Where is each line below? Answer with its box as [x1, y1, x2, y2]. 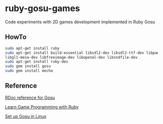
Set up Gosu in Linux [5, 113, 47, 119]
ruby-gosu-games [5, 3, 80, 14]
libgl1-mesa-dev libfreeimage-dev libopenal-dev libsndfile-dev [5, 55, 138, 60]
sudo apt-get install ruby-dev [5, 59, 68, 64]
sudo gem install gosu [5, 64, 51, 69]
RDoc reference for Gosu [5, 94, 55, 100]
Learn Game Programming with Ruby [5, 104, 79, 109]
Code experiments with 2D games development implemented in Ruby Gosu [5, 19, 155, 25]
